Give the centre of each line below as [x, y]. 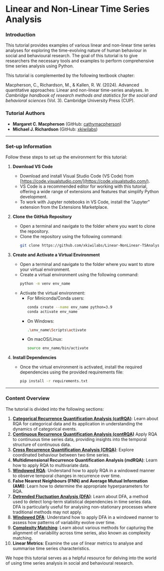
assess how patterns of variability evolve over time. [64, 522]
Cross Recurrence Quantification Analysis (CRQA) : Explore [73, 450]
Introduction [20, 35]
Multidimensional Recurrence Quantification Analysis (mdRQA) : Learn [85, 460]
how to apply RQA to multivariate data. [51, 465]
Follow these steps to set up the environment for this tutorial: [66, 157]
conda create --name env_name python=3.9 [70, 307]
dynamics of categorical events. [45, 429]
